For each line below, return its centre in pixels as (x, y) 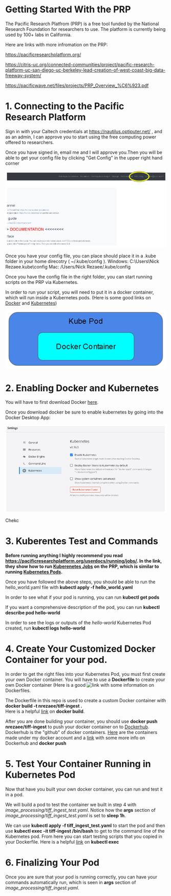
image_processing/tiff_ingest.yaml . (42, 888)
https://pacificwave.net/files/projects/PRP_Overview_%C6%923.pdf (77, 85)
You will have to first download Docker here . (52, 402)
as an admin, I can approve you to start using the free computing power (81, 137)
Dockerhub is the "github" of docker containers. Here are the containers (81, 732)
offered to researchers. (30, 142)
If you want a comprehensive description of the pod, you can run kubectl (83, 607)
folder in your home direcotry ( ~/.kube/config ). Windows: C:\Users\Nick (82, 261)
